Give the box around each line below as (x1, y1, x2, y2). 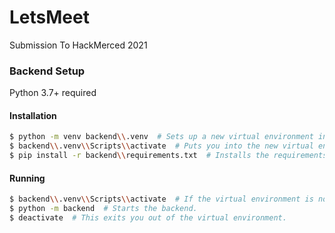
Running (9, 172, 46, 184)
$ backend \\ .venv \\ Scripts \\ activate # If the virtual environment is (9, 194, 314, 205)
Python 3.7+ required (9, 87, 97, 99)
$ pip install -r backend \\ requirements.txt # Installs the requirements (9, 151, 328, 161)
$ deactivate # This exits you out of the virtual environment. (9, 213, 287, 223)
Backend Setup (9, 64, 86, 78)
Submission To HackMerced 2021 (9, 39, 148, 51)
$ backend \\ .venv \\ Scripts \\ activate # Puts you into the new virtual (9, 141, 314, 151)
